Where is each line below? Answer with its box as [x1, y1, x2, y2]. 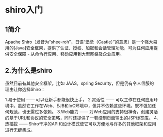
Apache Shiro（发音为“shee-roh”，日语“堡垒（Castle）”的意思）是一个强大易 [5, 39, 158, 45]
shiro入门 [5, 4, 43, 15]
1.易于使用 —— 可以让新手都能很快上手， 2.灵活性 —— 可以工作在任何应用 [5, 96, 154, 102]
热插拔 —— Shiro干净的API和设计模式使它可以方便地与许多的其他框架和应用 [5, 121, 157, 126]
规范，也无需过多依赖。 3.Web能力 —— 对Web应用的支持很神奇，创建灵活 [9, 108, 158, 114]
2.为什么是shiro [5, 66, 52, 75]
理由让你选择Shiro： [5, 86, 46, 92]
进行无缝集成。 [5, 127, 35, 133]
